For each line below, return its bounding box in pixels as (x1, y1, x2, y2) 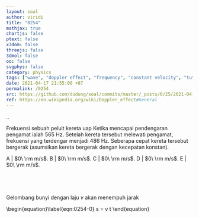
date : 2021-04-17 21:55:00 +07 (6, 81, 84, 86)
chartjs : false (6, 31, 44, 37)
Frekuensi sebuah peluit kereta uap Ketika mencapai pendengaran (6, 124, 168, 132)
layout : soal (6, 8, 38, 15)
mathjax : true (6, 25, 41, 31)
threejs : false (6, 47, 44, 53)
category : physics (6, 69, 52, 75)
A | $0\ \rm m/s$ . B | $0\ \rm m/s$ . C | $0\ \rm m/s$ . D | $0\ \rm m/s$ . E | (6, 155, 187, 162)
